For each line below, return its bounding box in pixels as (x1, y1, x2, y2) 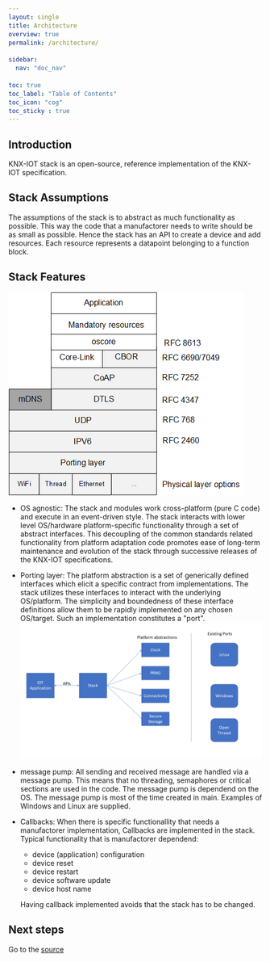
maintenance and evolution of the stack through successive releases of (19, 546, 258, 556)
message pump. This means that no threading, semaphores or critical (19, 775, 251, 785)
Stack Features (8, 271, 86, 284)
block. (8, 246, 30, 256)
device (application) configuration (31, 849, 145, 859)
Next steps (8, 923, 64, 937)
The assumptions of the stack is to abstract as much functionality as (8, 212, 235, 222)
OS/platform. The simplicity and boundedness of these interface (19, 596, 234, 606)
